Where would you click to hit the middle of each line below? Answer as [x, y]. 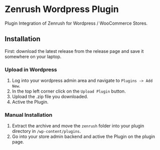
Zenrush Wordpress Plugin [62, 9]
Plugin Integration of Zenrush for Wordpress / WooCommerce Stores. [76, 23]
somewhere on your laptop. [33, 56]
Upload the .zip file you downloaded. [50, 97]
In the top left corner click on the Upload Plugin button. [69, 91]
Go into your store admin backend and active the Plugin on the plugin [84, 136]
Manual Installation [29, 115]
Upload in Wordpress [31, 69]
